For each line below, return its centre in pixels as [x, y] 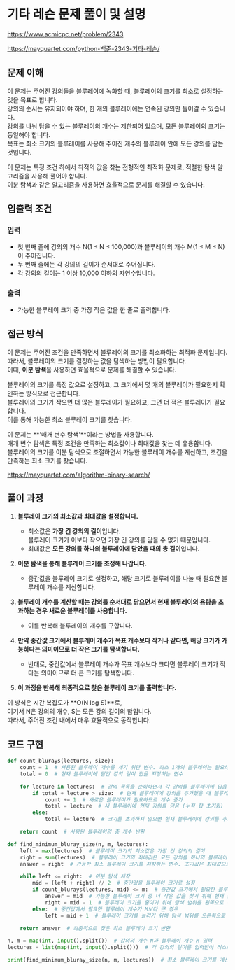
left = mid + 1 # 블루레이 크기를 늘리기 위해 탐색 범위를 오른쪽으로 [135, 915]
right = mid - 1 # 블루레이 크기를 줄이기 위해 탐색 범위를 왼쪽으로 [134, 902]
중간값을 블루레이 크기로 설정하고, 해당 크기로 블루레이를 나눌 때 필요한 [124, 579]
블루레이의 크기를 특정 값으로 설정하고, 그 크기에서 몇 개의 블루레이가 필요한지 [113, 384]
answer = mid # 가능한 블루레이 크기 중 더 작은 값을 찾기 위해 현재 [134, 897]
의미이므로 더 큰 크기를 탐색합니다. [88, 673]
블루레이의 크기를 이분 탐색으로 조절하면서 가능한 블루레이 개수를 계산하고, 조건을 [117, 451]
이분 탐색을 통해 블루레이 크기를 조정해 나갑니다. [82, 563]
